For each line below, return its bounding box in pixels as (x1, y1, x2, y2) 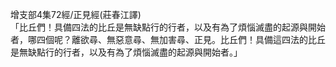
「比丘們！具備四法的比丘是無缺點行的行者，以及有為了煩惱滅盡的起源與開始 (10, 21, 326, 33)
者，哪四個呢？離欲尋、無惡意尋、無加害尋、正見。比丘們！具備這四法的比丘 (10, 34, 326, 45)
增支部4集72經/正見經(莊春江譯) (10, 9, 142, 20)
